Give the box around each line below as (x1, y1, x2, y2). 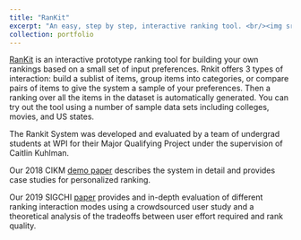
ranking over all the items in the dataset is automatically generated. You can (9, 92, 289, 103)
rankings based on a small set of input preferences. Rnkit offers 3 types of (9, 64, 284, 74)
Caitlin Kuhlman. (9, 148, 70, 159)
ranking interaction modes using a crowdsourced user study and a (9, 201, 254, 212)
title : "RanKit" (9, 13, 70, 22)
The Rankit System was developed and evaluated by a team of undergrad (9, 129, 280, 140)
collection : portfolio (9, 30, 94, 39)
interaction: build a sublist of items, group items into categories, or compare (9, 73, 289, 84)
